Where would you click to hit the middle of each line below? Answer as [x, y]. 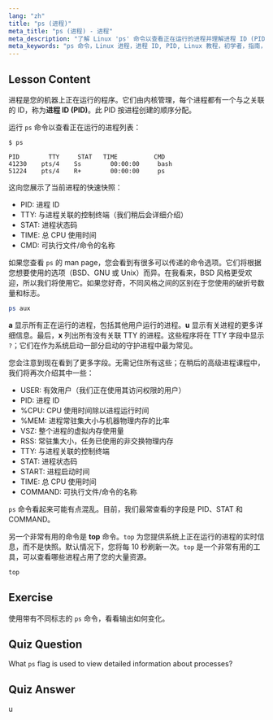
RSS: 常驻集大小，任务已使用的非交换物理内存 [97, 441]
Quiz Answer [42, 689]
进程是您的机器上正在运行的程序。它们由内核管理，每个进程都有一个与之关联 [136, 99]
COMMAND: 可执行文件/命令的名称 [79, 491]
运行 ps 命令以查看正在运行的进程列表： [75, 127]
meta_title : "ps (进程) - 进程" [61, 31]
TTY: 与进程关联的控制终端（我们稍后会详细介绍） [104, 214]
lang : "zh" [27, 16]
